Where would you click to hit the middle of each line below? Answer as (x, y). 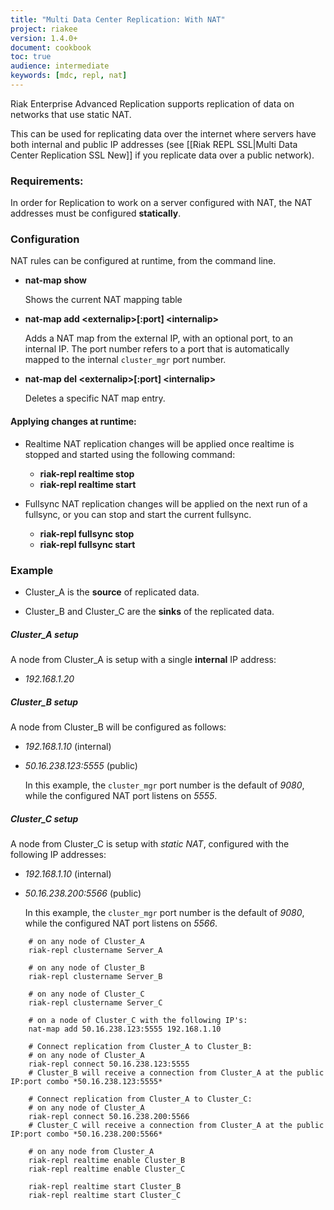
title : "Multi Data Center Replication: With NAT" (118, 19)
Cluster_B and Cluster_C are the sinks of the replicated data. (149, 611)
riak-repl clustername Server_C (95, 1002)
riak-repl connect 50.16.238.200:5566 (109, 1116)
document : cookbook (51, 47)
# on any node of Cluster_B (86, 967)
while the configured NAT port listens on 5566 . (121, 923)
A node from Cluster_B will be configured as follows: (118, 727)
